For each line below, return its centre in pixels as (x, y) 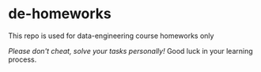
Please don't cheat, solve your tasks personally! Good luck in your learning (130, 51)
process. (23, 59)
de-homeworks (60, 14)
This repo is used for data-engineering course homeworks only (111, 36)
